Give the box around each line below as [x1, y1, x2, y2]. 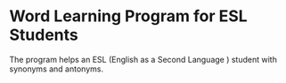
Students [9, 25, 78, 45]
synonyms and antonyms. [9, 64, 104, 74]
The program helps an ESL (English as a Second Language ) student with [9, 54, 278, 64]
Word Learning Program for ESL [9, 6, 248, 26]
